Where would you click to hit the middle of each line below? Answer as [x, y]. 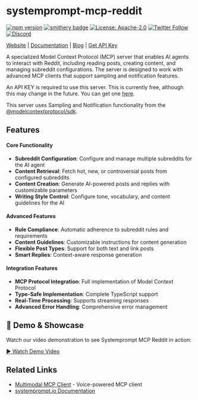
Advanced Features [31, 216]
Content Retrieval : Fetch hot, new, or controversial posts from [91, 171]
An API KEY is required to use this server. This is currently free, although [95, 87]
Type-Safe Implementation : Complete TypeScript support [87, 294]
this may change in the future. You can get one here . [70, 93]
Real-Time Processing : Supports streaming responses [82, 300]
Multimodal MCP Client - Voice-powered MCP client [78, 384]
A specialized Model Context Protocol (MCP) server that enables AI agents [98, 56]
